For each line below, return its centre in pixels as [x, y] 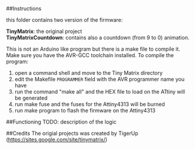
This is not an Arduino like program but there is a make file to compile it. [93, 49]
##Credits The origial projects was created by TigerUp [72, 133]
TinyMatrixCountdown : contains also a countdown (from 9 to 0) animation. [98, 37]
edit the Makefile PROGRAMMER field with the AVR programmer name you [99, 79]
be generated [31, 98]
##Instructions [24, 9]
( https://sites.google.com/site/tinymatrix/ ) [57, 140]
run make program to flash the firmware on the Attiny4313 [85, 110]
